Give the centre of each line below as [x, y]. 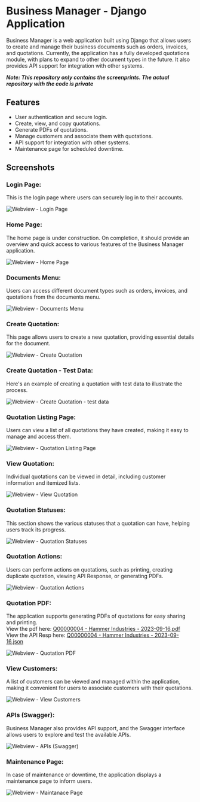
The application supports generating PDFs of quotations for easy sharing [96, 616]
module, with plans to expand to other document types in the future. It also [98, 59]
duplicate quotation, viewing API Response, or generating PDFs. [85, 576]
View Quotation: [30, 463]
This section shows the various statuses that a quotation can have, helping [98, 523]
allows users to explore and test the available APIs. [69, 734]
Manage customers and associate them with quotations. [84, 136]
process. [17, 390]
